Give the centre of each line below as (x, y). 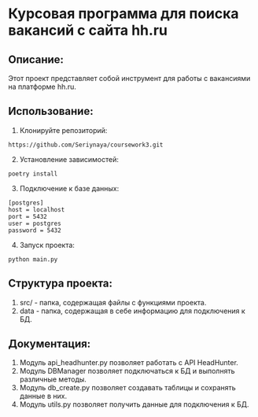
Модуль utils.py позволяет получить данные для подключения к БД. (134, 404)
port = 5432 (28, 216)
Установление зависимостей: (69, 159)
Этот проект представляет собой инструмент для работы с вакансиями (129, 78)
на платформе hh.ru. (42, 87)
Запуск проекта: (47, 245)
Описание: (36, 59)
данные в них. (43, 396)
